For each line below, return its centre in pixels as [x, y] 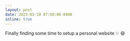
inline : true [19, 19]
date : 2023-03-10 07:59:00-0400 [39, 14]
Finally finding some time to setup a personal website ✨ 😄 [65, 33]
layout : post [19, 10]
